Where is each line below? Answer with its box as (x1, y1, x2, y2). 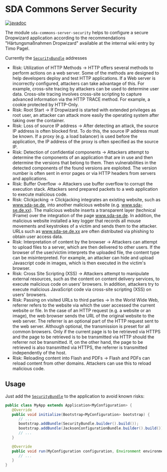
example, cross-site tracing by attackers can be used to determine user (12, 85, 159, 91)
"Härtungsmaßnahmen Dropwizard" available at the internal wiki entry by (5, 40, 155, 46)
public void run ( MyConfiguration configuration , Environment (11, 449, 141, 454)
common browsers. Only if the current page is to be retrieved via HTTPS (12, 328, 161, 334)
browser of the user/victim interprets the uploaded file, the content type (12, 249, 160, 255)
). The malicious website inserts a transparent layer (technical (29, 207, 156, 213)
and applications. (12, 175, 48, 181)
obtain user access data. (12, 234, 63, 239)
